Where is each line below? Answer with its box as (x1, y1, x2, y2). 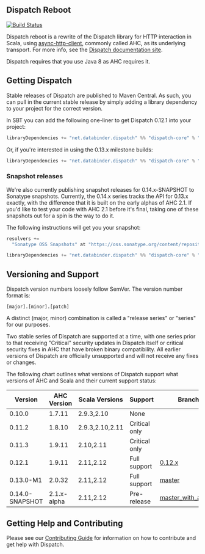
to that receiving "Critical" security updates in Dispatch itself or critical (6, 339, 184, 347)
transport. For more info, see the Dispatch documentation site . (6, 46, 163, 53)
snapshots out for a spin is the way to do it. (6, 212, 115, 219)
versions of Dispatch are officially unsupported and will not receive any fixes (6, 352, 199, 360)
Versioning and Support (6, 269, 99, 280)
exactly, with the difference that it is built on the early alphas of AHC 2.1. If (6, 199, 192, 206)
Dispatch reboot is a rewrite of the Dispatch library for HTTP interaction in (6, 33, 192, 40)
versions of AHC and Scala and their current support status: (6, 377, 157, 384)
